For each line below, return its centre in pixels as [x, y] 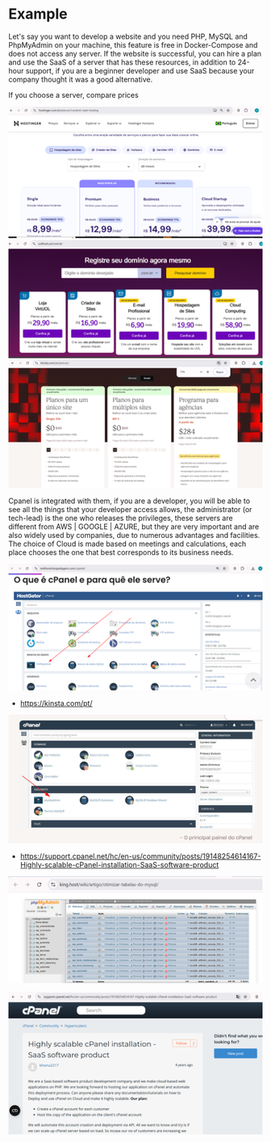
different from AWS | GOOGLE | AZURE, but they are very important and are [134, 527]
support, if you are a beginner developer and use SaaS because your [140, 70]
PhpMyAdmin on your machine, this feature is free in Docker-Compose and [133, 44]
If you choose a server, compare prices [73, 94]
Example [38, 14]
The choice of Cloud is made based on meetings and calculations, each [127, 544]
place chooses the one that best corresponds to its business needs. [121, 552]
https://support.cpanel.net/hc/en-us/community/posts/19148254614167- [140, 856]
